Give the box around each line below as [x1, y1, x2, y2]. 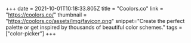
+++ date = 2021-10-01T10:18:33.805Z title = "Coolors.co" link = [5, 5, 164, 12]
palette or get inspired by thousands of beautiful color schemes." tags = [5, 24, 183, 31]
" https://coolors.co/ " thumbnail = [5, 11, 87, 18]
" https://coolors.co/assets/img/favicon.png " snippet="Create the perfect [5, 18, 185, 24]
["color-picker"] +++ [5, 30, 56, 37]
